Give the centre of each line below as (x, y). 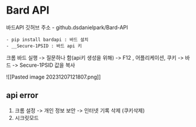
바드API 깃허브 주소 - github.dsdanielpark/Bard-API (67, 27)
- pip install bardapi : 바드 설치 (47, 40)
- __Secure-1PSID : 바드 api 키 (44, 46)
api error (22, 95)
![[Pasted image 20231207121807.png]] (54, 77)
